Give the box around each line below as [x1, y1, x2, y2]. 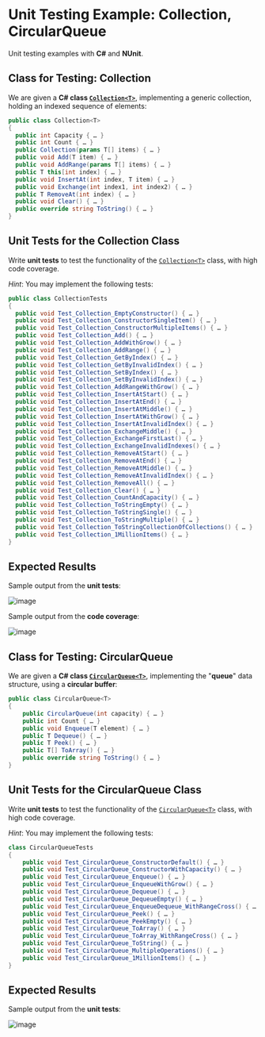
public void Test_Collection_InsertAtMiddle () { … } [15, 405, 193, 413]
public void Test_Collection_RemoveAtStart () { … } [15, 450, 190, 458]
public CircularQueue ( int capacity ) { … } [22, 709, 165, 717]
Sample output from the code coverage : [8, 612, 140, 621]
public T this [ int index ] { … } [15, 168, 123, 176]
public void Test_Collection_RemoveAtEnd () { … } [15, 457, 182, 465]
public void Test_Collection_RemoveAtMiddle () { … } [15, 464, 193, 472]
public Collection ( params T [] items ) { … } [15, 146, 161, 154]
